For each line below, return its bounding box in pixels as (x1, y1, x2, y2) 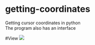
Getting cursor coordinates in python (5, 20, 81, 26)
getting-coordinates (5, 3, 91, 15)
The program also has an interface (5, 25, 76, 31)
